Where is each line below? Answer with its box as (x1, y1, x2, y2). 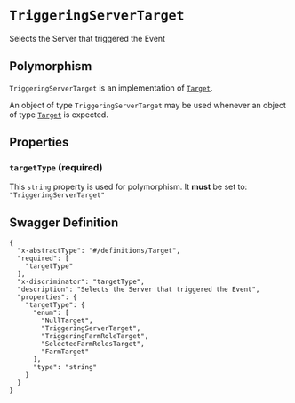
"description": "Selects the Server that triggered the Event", (17, 285, 260, 295)
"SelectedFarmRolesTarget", (41, 340, 145, 349)
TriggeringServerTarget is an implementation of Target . (9, 83, 213, 93)
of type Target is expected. (9, 109, 108, 120)
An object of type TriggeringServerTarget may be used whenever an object (9, 99, 287, 110)
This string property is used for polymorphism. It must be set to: (9, 181, 248, 193)
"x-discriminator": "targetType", (17, 278, 145, 287)
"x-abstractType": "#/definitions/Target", (17, 247, 180, 256)
